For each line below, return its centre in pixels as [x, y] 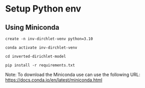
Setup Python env [43, 9]
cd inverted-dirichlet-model [36, 56]
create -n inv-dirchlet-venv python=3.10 [49, 39]
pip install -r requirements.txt [40, 65]
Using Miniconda [32, 27]
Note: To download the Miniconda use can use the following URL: [73, 74]
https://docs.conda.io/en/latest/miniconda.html [54, 80]
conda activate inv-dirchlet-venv [41, 48]
